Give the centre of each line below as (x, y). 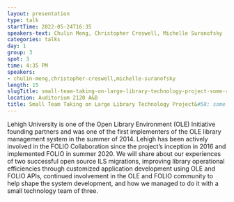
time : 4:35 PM (28, 65)
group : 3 (20, 53)
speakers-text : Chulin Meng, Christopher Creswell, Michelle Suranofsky (115, 33)
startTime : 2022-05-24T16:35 (49, 26)
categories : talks (34, 40)
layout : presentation (39, 14)
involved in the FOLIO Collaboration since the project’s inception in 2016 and (117, 146)
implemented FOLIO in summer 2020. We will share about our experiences (114, 153)
